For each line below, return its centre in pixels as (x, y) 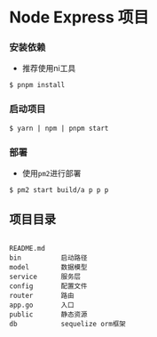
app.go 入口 (42, 305)
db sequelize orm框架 (67, 324)
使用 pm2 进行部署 (51, 173)
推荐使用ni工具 (49, 68)
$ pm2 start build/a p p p (59, 190)
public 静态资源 (48, 314)
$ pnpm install (37, 85)
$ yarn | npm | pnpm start (59, 128)
